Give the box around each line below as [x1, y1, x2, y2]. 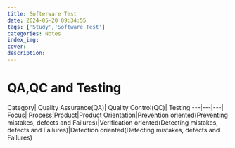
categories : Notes [7, 30, 61, 37]
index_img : [7, 37, 39, 44]
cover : [7, 43, 27, 50]
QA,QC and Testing [7, 80, 122, 96]
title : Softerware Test [7, 10, 77, 18]
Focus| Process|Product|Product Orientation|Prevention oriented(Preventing [7, 111, 229, 119]
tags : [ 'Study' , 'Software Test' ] [7, 23, 106, 30]
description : [7, 50, 46, 57]
